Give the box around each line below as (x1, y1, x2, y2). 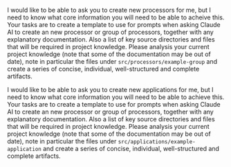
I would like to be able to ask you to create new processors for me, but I (7, 6, 211, 14)
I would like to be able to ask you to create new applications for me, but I (7, 86, 214, 94)
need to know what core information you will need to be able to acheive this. (7, 13, 225, 21)
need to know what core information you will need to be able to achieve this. (7, 93, 225, 101)
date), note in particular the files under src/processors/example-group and (7, 58, 218, 65)
